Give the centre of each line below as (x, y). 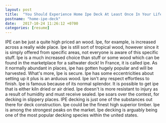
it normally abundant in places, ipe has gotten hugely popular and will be (79, 68)
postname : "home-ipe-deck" (33, 19)
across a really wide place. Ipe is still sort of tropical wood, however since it (82, 47)
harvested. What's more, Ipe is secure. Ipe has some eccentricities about (80, 73)
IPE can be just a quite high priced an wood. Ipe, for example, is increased (81, 42)
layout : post (19, 10)
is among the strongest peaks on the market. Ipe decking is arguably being (81, 110)
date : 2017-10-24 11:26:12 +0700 (42, 23)
